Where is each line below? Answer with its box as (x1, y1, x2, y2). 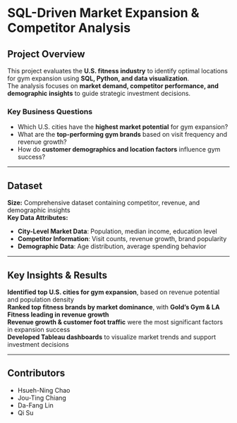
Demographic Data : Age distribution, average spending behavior (17, 242, 207, 251)
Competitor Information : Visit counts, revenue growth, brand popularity (17, 235, 227, 243)
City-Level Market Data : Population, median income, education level (17, 227, 217, 235)
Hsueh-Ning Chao (17, 386, 71, 394)
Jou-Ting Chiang (17, 393, 67, 402)
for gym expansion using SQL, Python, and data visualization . (7, 74, 190, 82)
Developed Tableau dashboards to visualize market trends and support (7, 333, 217, 341)
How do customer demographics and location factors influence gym (17, 145, 221, 154)
